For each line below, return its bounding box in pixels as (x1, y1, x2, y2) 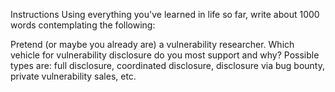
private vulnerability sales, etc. (10, 70, 137, 82)
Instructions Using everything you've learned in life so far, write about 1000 (10, 9, 320, 20)
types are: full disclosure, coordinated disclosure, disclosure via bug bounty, (10, 60, 326, 71)
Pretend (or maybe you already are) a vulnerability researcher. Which (10, 39, 295, 50)
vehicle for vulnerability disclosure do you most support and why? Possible (10, 49, 320, 61)
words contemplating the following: (10, 19, 156, 31)
